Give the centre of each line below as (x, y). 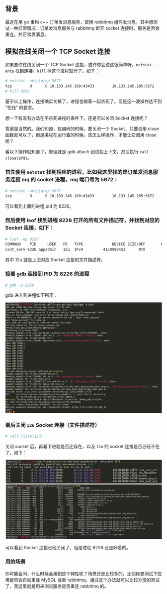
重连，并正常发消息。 (27, 34)
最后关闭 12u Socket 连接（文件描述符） (53, 425)
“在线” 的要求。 (21, 108)
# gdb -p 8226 (20, 285)
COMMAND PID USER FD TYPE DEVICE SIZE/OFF (75, 244)
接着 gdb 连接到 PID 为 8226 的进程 (47, 274)
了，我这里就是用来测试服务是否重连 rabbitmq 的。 (57, 586)
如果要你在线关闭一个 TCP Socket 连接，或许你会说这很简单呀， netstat (79, 64)
